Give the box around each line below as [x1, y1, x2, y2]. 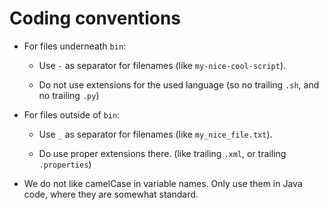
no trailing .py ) [38, 89, 100, 101]
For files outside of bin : [23, 108, 121, 121]
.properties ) [38, 158, 92, 170]
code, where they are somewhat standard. [23, 188, 199, 200]
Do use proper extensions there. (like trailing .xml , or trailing [38, 147, 287, 159]
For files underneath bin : [23, 40, 127, 52]
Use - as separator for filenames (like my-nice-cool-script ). [38, 59, 287, 71]
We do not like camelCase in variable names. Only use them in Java [23, 177, 303, 189]
